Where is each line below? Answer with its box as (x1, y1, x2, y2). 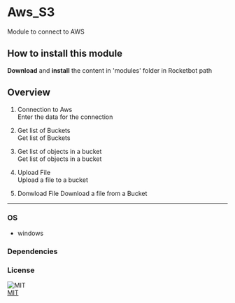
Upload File (17, 168, 51, 176)
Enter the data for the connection (17, 113, 113, 121)
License (7, 265, 35, 275)
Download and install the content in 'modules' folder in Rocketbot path (7, 66, 213, 74)
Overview (7, 87, 51, 99)
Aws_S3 (7, 4, 55, 20)
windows (17, 229, 44, 237)
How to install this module (7, 48, 123, 59)
